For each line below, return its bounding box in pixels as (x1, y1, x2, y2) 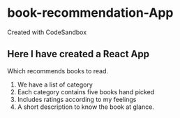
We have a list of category (17, 80, 93, 89)
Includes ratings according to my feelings (17, 95, 137, 103)
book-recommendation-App (7, 5, 174, 21)
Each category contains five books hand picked (17, 87, 155, 96)
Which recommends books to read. (7, 66, 109, 75)
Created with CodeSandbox (7, 28, 87, 36)
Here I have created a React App (7, 48, 150, 60)
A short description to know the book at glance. (17, 103, 155, 111)
